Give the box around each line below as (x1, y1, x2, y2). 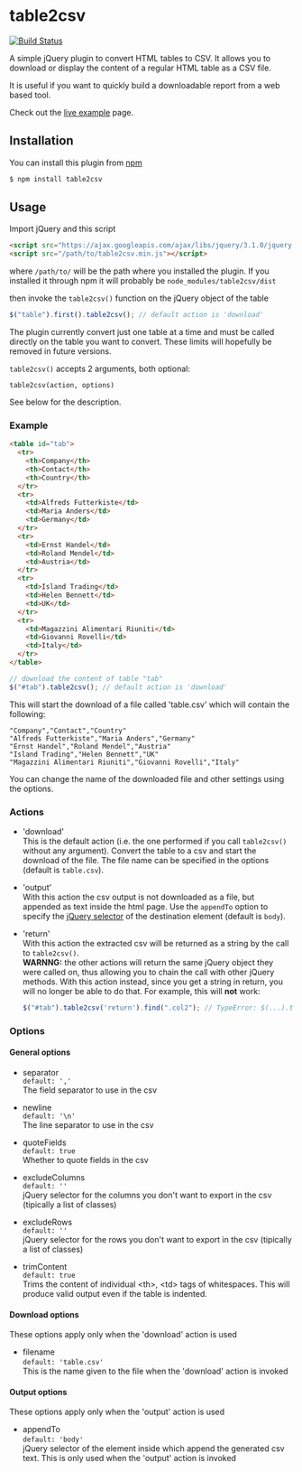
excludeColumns (22, 1172, 86, 1183)
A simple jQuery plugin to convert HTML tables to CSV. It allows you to (9, 52, 271, 63)
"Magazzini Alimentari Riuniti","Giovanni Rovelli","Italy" (9, 758, 241, 767)
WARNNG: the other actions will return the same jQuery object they (22, 957, 274, 968)
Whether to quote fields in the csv (22, 1155, 149, 1166)
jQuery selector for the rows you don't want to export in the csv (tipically (22, 1234, 293, 1245)
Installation (9, 133, 74, 149)
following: (9, 708, 46, 719)
